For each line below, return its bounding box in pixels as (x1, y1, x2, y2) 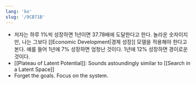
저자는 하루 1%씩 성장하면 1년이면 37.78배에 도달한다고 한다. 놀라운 (13, 30, 168, 38)
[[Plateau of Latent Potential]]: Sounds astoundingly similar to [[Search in (13, 59, 191, 66)
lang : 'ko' (5, 8, 32, 15)
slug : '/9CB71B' (5, 14, 45, 20)
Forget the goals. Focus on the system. (13, 72, 109, 79)
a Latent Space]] (13, 66, 55, 73)
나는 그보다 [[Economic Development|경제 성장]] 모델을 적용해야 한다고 (22, 38, 187, 45)
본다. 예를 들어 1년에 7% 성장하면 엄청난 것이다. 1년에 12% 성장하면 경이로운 (13, 45, 188, 53)
